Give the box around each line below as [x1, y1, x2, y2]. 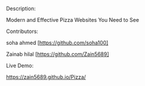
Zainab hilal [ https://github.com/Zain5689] [6, 51, 109, 58]
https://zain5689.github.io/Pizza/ [6, 74, 87, 80]
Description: [6, 5, 36, 12]
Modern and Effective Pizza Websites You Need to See [6, 16, 140, 23]
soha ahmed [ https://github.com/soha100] [6, 39, 108, 46]
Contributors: [6, 28, 38, 35]
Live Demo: [6, 62, 34, 69]
